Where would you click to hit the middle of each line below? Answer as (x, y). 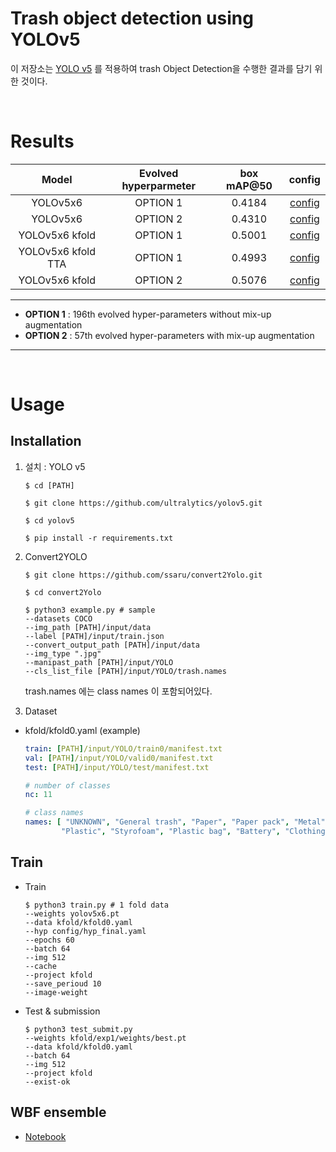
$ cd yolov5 (49, 520)
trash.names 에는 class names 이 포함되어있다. (118, 691)
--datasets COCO (58, 618)
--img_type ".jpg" (63, 653)
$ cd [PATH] (49, 485)
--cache (40, 966)
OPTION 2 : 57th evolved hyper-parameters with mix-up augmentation (169, 335)
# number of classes (67, 785)
